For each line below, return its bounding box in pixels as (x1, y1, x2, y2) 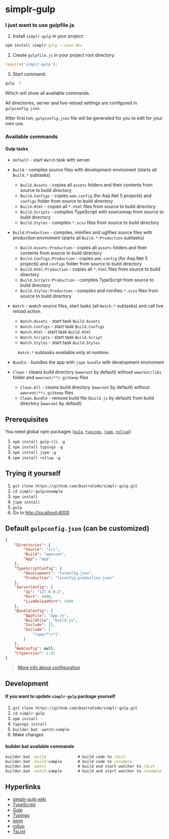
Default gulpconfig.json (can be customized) (5, 524, 150, 533)
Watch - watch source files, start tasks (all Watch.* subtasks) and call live (12, 303, 163, 309)
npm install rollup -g (12, 455, 61, 461)
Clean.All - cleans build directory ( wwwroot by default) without (20, 384, 150, 391)
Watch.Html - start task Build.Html (20, 329, 91, 335)
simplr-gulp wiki (12, 796, 47, 802)
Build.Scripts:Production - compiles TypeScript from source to (20, 277, 154, 283)
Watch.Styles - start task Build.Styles (20, 339, 100, 346)
